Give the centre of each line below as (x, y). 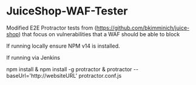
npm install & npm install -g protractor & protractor (69, 69)
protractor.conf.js (100, 75)
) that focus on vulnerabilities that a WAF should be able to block (99, 34)
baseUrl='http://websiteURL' (42, 75)
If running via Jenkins (33, 57)
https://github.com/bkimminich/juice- (143, 28)
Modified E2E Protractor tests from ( (52, 28)
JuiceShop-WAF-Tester (67, 11)
